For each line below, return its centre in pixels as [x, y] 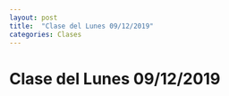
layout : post [34, 17]
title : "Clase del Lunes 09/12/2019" [81, 26]
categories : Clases [46, 34]
